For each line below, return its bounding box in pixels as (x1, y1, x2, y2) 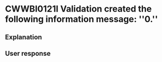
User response (5, 49, 51, 58)
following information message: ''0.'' (5, 14, 158, 25)
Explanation (5, 33, 42, 41)
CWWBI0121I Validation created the (5, 3, 152, 15)
